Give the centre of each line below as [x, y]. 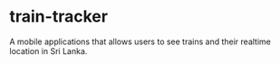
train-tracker [59, 17]
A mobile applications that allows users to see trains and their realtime [140, 41]
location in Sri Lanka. [48, 50]
